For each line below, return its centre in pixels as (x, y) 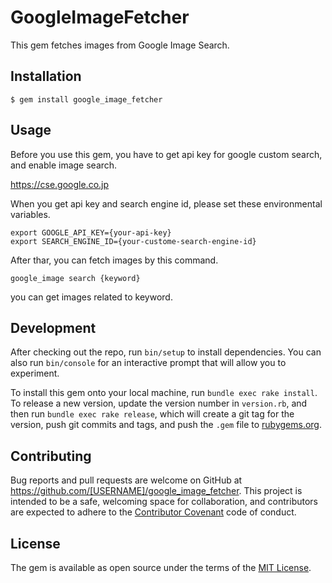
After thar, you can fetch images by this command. (114, 260)
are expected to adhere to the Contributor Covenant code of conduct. (153, 512)
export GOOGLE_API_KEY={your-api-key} (91, 232)
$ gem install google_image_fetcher (86, 99)
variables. (30, 214)
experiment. (35, 373)
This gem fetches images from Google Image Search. (120, 45)
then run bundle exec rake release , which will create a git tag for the (152, 414)
